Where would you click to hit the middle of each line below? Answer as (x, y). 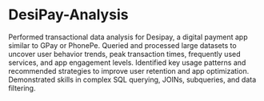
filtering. (22, 88)
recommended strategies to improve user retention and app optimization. (129, 71)
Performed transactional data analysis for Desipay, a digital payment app (128, 37)
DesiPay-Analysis (68, 15)
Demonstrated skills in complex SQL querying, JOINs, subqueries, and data (132, 79)
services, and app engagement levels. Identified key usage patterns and (127, 63)
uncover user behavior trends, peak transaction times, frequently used (125, 54)
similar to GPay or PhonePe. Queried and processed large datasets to (123, 45)
